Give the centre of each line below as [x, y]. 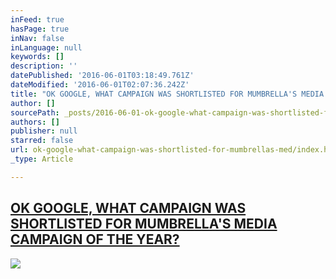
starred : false [42, 141]
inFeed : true [37, 19]
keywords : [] [37, 57]
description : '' [44, 66]
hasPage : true [40, 29]
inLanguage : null [46, 47]
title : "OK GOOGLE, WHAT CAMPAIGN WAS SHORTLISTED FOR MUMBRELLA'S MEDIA [167, 94]
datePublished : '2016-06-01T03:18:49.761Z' [102, 76]
